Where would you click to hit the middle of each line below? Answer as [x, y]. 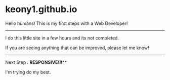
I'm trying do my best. [28, 72]
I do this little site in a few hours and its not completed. [62, 38]
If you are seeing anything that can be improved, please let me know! [77, 48]
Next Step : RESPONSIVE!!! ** [36, 62]
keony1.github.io [41, 9]
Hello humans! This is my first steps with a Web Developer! [67, 23]
